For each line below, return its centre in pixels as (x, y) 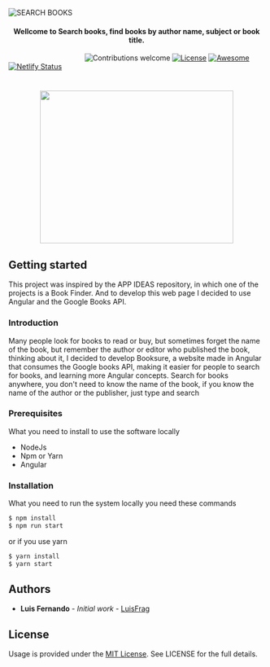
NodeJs (33, 447)
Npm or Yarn (41, 455)
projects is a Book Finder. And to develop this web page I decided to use (130, 293)
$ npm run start (36, 525)
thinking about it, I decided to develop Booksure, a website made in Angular (135, 358)
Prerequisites (35, 414)
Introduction (33, 323)
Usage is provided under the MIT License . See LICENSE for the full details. (133, 654)
